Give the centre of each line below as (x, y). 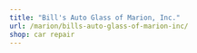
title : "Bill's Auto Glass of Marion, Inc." (95, 18)
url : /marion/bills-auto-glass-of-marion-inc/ (99, 26)
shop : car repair (42, 34)
